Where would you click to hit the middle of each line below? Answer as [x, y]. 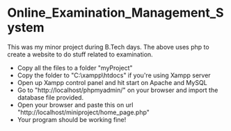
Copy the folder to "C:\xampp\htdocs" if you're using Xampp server [114, 75]
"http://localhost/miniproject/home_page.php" [83, 112]
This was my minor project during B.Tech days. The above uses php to [109, 47]
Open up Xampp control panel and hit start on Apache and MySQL [112, 82]
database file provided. [50, 97]
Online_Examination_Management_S [115, 13]
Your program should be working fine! [72, 119]
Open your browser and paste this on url [75, 105]
